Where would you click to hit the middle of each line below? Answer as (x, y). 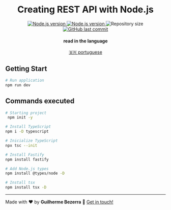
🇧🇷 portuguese (85, 52)
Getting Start (26, 69)
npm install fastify (27, 159)
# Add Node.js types (27, 169)
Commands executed (40, 101)
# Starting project (26, 113)
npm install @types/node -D (35, 173)
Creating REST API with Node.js (85, 9)
